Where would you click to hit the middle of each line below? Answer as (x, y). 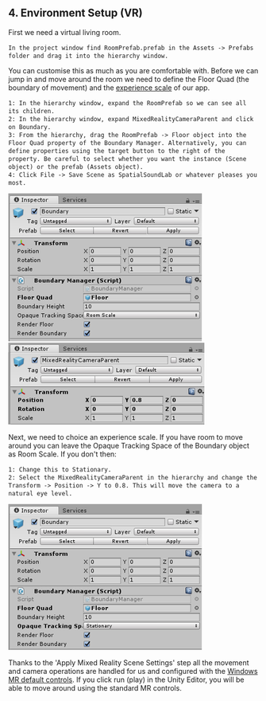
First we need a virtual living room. (65, 32)
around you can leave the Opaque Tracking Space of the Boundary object (129, 445)
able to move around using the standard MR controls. (95, 687)
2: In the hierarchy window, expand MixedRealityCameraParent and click (131, 119)
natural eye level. (40, 493)
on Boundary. (30, 127)
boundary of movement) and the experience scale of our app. (109, 88)
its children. (32, 111)
